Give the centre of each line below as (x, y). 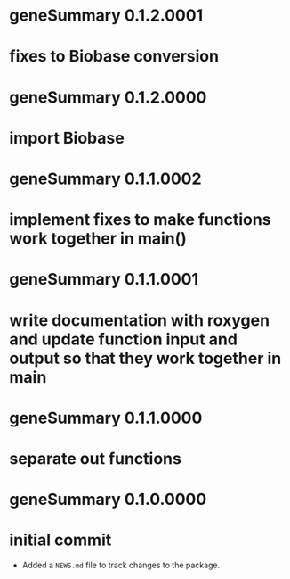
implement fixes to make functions (140, 220)
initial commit (60, 540)
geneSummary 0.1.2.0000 (108, 97)
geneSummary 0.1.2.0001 (106, 16)
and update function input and (124, 339)
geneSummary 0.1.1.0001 (104, 280)
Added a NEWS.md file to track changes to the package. (121, 565)
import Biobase (67, 138)
